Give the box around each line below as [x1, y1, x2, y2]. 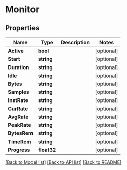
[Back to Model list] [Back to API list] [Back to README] [5, 159, 122, 165]
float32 [38, 146, 56, 153]
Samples [8, 89, 29, 95]
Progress [8, 146, 30, 153]
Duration [8, 64, 29, 71]
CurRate [8, 105, 28, 112]
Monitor [5, 4, 40, 15]
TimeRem [8, 138, 31, 145]
